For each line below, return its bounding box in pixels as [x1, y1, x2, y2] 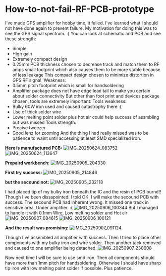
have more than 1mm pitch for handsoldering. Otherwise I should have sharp [5, 260, 161, 266]
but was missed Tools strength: [12, 119, 77, 125]
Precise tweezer [12, 124, 46, 130]
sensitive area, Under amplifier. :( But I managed [5, 204, 159, 210]
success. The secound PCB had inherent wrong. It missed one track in [5, 199, 149, 205]
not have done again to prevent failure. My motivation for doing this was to [5, 25, 157, 31]
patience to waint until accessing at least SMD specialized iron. [12, 135, 141, 141]
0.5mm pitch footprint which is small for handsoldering [12, 82, 124, 88]
